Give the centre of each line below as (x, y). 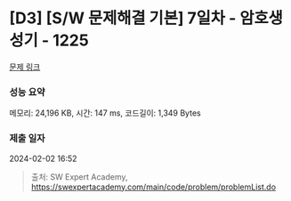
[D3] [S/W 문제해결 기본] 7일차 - (123, 18)
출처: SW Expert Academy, (79, 177)
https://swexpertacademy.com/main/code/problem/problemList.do (154, 187)
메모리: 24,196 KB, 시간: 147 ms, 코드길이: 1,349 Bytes (105, 113)
